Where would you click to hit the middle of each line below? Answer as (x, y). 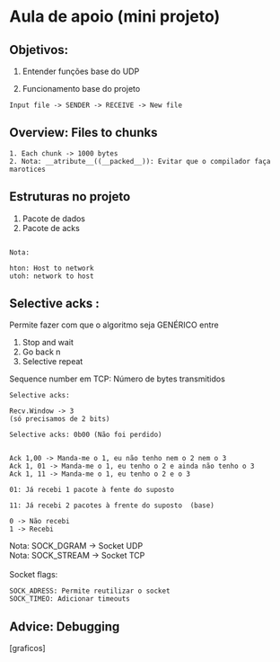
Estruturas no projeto (70, 197)
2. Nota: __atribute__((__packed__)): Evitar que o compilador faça (140, 161)
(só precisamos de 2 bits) (60, 419)
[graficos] (28, 649)
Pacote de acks (51, 228)
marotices (28, 169)
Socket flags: (34, 575)
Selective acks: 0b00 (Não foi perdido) (86, 435)
